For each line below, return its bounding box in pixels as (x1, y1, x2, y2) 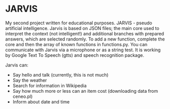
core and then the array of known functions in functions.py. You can (5, 41, 148, 47)
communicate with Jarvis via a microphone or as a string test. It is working (5, 47, 161, 53)
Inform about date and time (12, 98, 70, 104)
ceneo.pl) (12, 93, 33, 99)
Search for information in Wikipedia (12, 82, 87, 89)
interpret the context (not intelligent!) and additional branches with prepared (5, 30, 164, 37)
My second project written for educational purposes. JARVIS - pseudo (5, 20, 152, 26)
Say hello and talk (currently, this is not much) (12, 71, 109, 78)
